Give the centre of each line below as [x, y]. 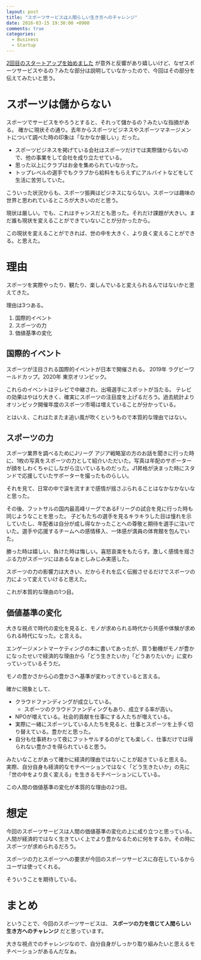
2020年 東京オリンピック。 [76, 377]
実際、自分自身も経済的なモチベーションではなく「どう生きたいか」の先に [98, 767]
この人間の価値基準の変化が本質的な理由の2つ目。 [68, 787]
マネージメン [175, 130]
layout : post [22, 12]
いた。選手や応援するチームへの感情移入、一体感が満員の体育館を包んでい [98, 531]
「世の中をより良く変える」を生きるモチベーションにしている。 [85, 775]
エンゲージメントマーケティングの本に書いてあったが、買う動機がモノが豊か [100, 649]
